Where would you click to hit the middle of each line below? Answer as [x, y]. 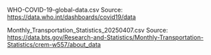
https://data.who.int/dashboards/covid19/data [72, 17]
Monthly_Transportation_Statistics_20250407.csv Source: [88, 30]
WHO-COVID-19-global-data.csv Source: [65, 10]
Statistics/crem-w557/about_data [54, 44]
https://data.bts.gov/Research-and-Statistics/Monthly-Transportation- [105, 37]
